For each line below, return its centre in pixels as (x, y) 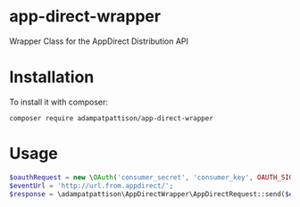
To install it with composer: (59, 102)
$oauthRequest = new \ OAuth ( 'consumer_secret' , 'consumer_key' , (131, 177)
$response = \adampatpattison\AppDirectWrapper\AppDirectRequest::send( (147, 194)
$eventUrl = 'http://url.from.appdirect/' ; (92, 186)
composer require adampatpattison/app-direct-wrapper (112, 118)
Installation (52, 77)
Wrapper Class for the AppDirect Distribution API (99, 41)
